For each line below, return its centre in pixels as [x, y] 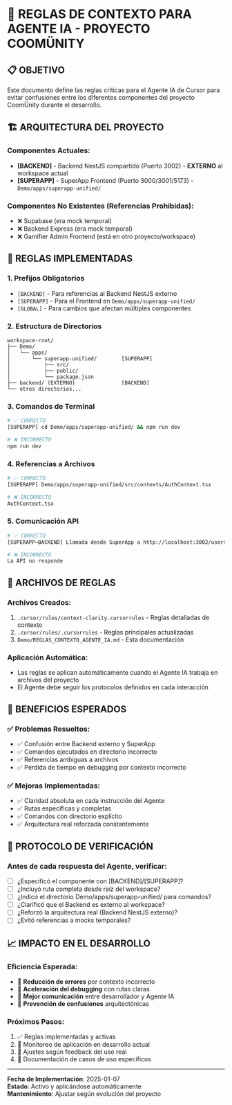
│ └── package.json [51, 377]
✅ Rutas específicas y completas [64, 808]
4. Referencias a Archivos [51, 463]
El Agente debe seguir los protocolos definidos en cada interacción [113, 687]
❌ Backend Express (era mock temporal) [75, 229]
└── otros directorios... [44, 389]
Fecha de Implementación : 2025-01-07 [64, 1079]
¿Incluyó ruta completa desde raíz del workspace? [89, 889]
